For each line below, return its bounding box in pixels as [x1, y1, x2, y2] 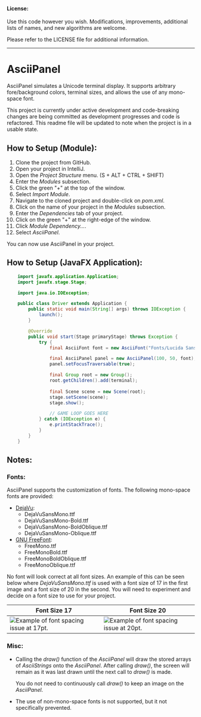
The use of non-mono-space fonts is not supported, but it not [15, 697, 168, 705]
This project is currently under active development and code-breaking [7, 106, 180, 114]
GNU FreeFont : [15, 536, 52, 544]
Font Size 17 [35, 606, 72, 615]
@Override [28, 328, 52, 334]
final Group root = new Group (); [49, 372, 133, 378]
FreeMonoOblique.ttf [24, 562, 76, 569]
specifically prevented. [15, 704, 72, 711]
